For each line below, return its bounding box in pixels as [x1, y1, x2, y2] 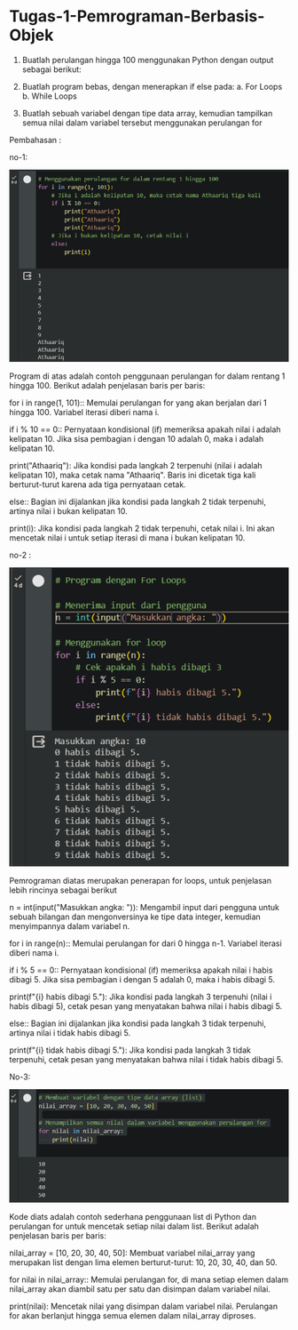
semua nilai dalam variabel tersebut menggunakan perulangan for [21, 117, 263, 128]
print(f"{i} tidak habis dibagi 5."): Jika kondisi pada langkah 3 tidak [9, 1045, 251, 1055]
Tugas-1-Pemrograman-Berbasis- [9, 6, 265, 27]
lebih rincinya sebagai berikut [9, 885, 117, 895]
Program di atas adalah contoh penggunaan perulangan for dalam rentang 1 [9, 371, 286, 381]
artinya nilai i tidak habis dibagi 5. [9, 1027, 131, 1038]
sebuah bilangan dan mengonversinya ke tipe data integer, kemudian [9, 911, 262, 922]
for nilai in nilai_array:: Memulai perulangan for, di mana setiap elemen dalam [9, 1274, 289, 1285]
